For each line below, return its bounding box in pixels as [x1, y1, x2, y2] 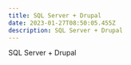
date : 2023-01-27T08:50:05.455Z [8, 19, 116, 27]
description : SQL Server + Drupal [8, 26, 124, 34]
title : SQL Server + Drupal [8, 11, 102, 20]
